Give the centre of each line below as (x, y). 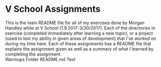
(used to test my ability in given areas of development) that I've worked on (81, 38)
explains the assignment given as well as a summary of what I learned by (80, 49)
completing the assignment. (33, 54)
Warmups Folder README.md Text (40, 59)
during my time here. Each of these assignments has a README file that (78, 43)
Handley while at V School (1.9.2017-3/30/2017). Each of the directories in (80, 28)
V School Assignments (53, 9)
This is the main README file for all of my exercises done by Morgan (75, 23)
